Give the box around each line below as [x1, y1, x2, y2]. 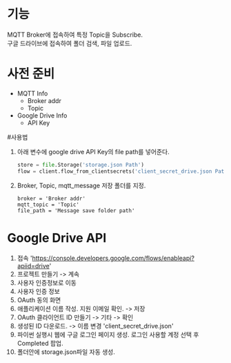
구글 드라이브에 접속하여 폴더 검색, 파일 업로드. [7, 39, 132, 47]
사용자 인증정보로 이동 [17, 278, 77, 287]
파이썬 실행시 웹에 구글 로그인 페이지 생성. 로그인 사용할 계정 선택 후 [17, 330, 199, 339]
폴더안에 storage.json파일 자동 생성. [17, 347, 116, 356]
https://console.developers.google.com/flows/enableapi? [32, 254, 195, 262]
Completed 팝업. [17, 339, 63, 347]
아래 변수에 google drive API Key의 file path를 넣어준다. [17, 147, 170, 156]
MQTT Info [17, 89, 48, 97]
